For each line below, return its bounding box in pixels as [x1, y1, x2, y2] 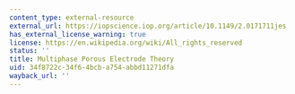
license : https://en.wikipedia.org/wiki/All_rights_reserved [9, 38, 243, 47]
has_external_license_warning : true [9, 30, 146, 38]
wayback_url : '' [9, 72, 70, 81]
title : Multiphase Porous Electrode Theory [9, 55, 175, 64]
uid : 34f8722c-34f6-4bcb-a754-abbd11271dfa [9, 64, 175, 73]
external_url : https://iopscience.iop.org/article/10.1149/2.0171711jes [9, 21, 287, 30]
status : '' [9, 47, 50, 56]
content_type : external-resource [9, 13, 134, 22]
